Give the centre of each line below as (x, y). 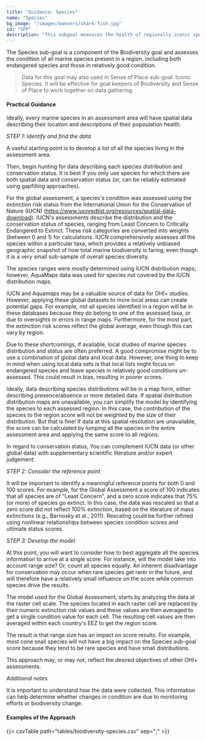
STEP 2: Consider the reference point (53, 471)
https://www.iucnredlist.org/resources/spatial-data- (111, 211)
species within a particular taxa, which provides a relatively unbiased (93, 244)
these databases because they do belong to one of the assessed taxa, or (99, 313)
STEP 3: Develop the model (41, 541)
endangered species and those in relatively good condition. (81, 66)
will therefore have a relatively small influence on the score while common (100, 579)
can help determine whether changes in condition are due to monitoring (97, 697)
